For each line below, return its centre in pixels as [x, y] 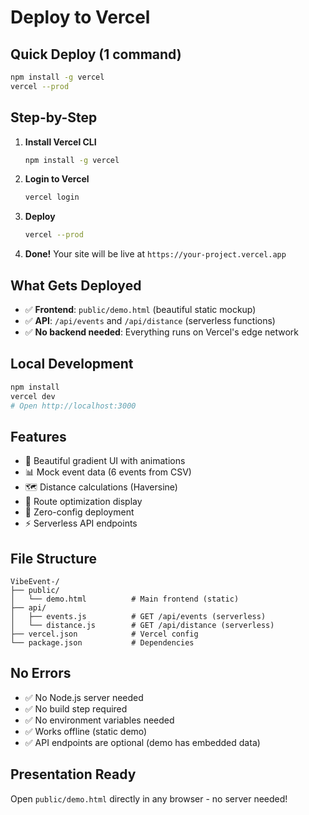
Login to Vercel [57, 179]
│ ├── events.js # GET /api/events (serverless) [138, 617]
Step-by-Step [54, 117]
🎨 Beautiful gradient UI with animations [105, 461]
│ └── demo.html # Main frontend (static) [125, 599]
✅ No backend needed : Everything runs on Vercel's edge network [162, 332]
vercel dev [33, 396]
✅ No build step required [76, 708]
